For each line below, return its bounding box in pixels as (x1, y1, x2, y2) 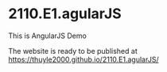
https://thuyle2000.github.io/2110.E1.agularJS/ (8, 55, 159, 64)
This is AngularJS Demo (8, 31, 87, 40)
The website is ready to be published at (8, 46, 138, 55)
